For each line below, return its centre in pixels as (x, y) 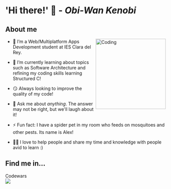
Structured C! (27, 78)
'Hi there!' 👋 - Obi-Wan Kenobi (71, 10)
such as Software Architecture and (49, 68)
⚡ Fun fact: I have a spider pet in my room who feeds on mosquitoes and (89, 125)
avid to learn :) (28, 147)
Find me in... (25, 164)
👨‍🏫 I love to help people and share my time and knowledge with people (87, 142)
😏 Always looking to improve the (47, 88)
